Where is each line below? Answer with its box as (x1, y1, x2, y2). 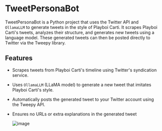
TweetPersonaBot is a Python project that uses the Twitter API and (5, 19, 139, 25)
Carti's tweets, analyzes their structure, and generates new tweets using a (5, 29, 155, 35)
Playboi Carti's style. (12, 87, 54, 93)
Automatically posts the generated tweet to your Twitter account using (12, 96, 154, 102)
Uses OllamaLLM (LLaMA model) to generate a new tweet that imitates (12, 82, 151, 87)
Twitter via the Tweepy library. (5, 40, 66, 45)
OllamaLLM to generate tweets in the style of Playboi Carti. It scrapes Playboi (5, 24, 158, 30)
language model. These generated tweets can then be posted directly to (5, 35, 150, 41)
